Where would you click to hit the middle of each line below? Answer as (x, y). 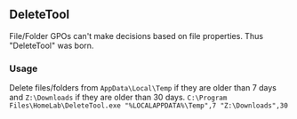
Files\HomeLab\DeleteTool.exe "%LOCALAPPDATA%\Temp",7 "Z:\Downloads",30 (149, 106)
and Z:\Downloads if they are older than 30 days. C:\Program (118, 98)
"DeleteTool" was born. (52, 45)
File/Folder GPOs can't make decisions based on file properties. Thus (136, 36)
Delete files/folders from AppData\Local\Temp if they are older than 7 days (143, 88)
